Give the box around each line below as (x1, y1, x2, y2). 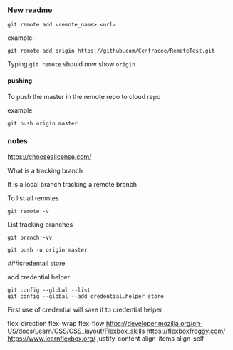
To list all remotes (7, 194, 59, 202)
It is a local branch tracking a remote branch (7, 180, 138, 188)
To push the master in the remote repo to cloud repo (7, 92, 161, 101)
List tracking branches (7, 220, 73, 229)
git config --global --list (7, 287, 91, 294)
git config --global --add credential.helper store (7, 292, 164, 300)
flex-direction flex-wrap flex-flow (7, 319, 105, 327)
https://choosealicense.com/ (7, 152, 92, 161)
